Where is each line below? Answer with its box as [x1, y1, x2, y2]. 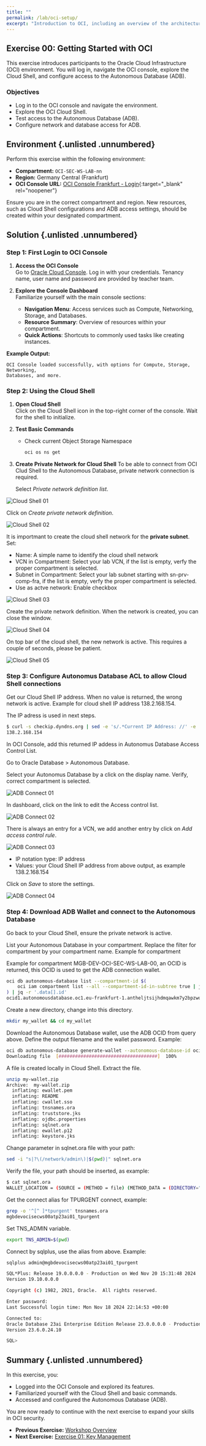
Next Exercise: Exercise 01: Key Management [15, 1433, 131, 1440]
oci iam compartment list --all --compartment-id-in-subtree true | [17, 984, 196, 990]
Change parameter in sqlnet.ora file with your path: [6, 1145, 135, 1152]
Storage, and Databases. [24, 311, 87, 319]
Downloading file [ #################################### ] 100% [6, 1053, 177, 1059]
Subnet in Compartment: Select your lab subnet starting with [15, 571, 169, 578]
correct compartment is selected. [6, 777, 91, 785]
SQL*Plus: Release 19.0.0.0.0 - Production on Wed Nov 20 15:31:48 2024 [6, 1270, 196, 1277]
